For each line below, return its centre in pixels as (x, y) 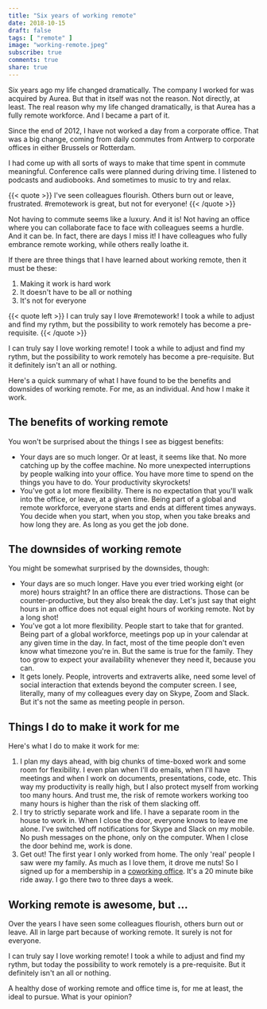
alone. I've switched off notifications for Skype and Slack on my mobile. (137, 829)
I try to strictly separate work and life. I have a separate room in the (130, 812)
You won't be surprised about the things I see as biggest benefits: (116, 441)
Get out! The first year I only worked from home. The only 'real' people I (137, 854)
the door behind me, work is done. (76, 846)
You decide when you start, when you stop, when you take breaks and (135, 516)
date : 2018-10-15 (37, 23)
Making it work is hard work (65, 284)
